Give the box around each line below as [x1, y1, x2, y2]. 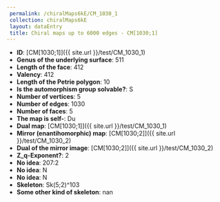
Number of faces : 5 [16, 107, 73, 116]
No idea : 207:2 [16, 158, 59, 167]
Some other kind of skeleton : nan [16, 188, 113, 196]
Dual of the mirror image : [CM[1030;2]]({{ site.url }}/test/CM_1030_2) [16, 144, 214, 152]
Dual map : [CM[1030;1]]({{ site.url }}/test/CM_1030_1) [16, 122, 167, 130]
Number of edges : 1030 [16, 100, 86, 108]
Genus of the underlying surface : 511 [16, 56, 124, 64]
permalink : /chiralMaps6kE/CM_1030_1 [9, 10, 118, 17]
